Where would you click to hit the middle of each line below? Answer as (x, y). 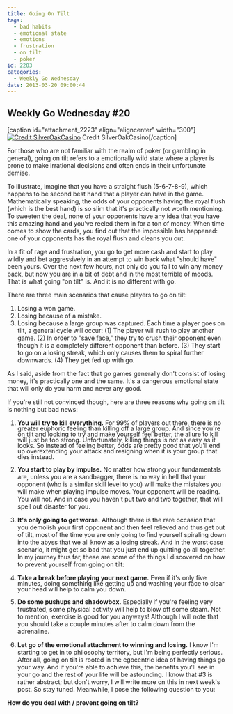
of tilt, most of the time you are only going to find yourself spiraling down (122, 535)
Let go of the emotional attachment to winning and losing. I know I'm (118, 645)
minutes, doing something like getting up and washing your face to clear (121, 584)
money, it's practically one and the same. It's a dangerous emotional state (113, 381)
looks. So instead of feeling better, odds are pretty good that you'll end (119, 446)
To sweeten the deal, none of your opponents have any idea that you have (114, 216)
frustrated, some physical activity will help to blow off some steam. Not (119, 610)
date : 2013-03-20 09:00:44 (46, 85)
